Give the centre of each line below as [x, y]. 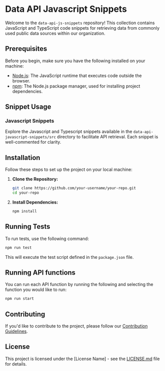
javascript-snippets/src [31, 137]
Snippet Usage [28, 107]
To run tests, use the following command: [47, 239]
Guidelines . [16, 331]
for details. [16, 364]
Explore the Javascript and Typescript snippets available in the [69, 131]
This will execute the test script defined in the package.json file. [69, 257]
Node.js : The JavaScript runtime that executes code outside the [77, 76]
